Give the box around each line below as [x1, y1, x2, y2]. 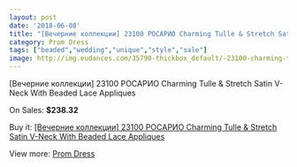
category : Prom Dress [9, 37, 89, 47]
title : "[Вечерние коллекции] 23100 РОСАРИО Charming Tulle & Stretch [9, 29, 275, 38]
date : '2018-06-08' [9, 21, 81, 30]
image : [9, 54, 34, 63]
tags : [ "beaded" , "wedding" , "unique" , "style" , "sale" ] [9, 46, 208, 55]
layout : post [9, 12, 57, 22]
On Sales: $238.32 [9, 105, 79, 115]
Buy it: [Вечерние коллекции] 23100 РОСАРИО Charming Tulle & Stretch [9, 122, 278, 133]
